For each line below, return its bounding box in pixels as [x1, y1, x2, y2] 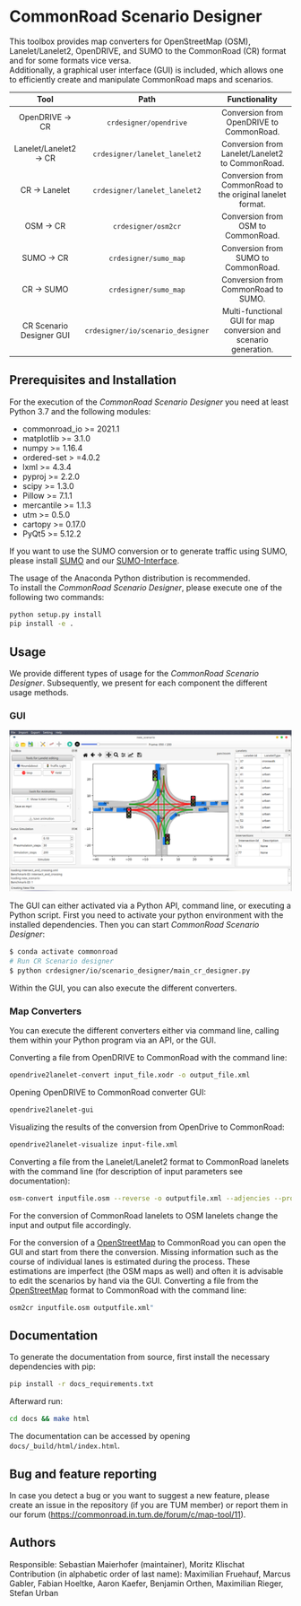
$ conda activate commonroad [9, 947, 118, 956]
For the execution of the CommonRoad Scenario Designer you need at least [9, 397, 289, 407]
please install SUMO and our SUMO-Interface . [9, 554, 180, 566]
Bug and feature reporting [9, 1466, 158, 1481]
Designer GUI [21, 329, 70, 340]
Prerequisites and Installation [9, 372, 176, 388]
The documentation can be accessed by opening [9, 1431, 191, 1442]
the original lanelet [218, 189, 287, 200]
